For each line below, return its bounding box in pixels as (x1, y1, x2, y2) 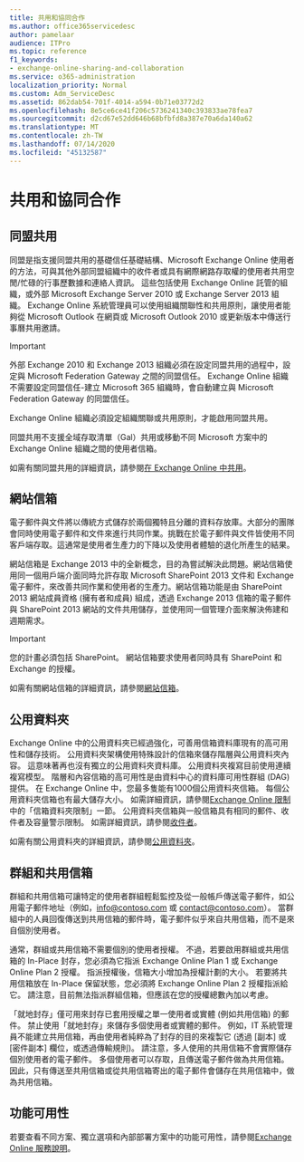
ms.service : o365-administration (9, 72, 136, 82)
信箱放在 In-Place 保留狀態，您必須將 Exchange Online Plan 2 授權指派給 (16, 978, 289, 989)
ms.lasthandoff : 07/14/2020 (9, 139, 116, 149)
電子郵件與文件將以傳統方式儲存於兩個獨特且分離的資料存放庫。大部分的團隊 (9, 517, 295, 528)
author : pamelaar (9, 30, 75, 39)
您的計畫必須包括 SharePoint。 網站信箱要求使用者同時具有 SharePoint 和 (9, 652, 282, 663)
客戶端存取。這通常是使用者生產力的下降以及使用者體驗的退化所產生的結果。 (9, 540, 295, 551)
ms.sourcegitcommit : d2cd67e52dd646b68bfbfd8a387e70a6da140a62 (9, 114, 253, 123)
